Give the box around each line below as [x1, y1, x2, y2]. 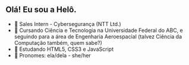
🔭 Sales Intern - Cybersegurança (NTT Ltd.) [14, 20, 121, 27]
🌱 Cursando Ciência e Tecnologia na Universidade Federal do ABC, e [14, 27, 184, 34]
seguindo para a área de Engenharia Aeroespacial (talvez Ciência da [14, 32, 182, 40]
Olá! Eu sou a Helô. [5, 5, 77, 15]
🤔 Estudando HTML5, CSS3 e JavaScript [14, 45, 114, 53]
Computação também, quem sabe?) [14, 39, 102, 46]
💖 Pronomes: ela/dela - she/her [14, 51, 92, 58]
